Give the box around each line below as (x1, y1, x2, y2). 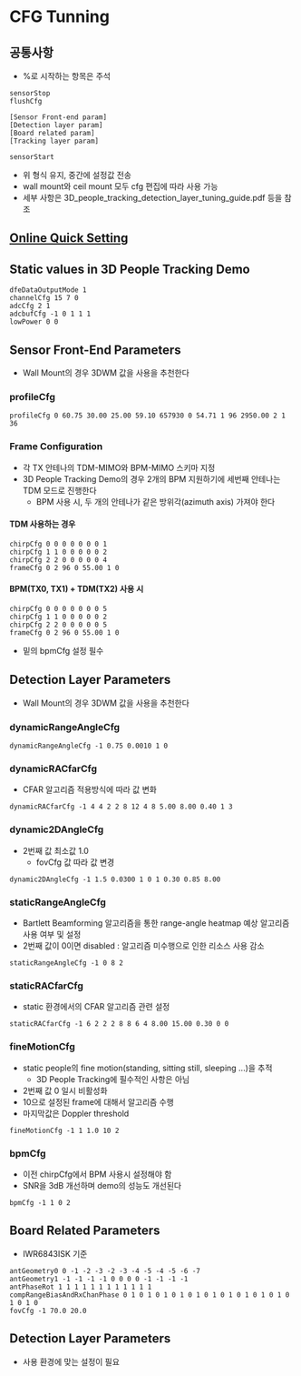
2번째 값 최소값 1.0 (22, 845, 89, 856)
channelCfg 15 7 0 (9, 294, 79, 303)
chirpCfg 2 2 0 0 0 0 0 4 (9, 555, 107, 565)
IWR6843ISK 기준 (22, 1248, 88, 1259)
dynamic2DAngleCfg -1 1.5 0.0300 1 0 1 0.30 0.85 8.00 (9, 875, 221, 884)
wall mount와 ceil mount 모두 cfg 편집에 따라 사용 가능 (22, 181, 218, 192)
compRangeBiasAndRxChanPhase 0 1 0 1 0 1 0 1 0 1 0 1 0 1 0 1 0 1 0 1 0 (9, 1290, 290, 1300)
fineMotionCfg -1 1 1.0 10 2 (9, 1126, 120, 1135)
